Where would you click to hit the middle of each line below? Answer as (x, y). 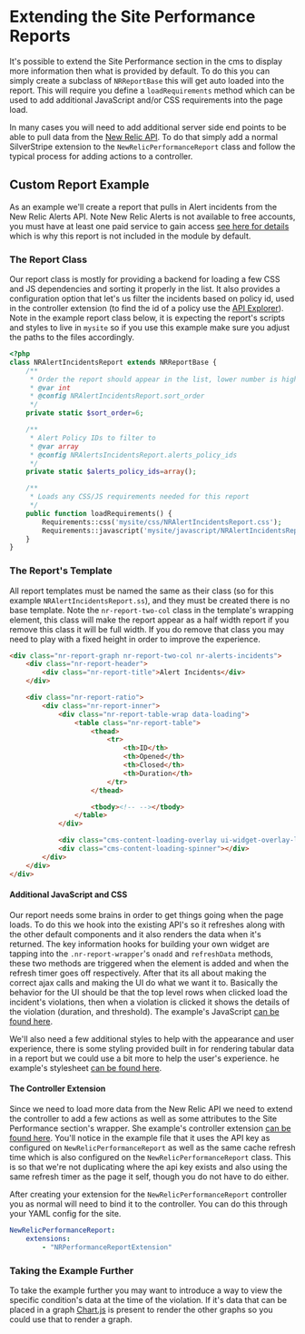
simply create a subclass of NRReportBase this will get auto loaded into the (147, 80)
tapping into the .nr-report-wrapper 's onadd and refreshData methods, (142, 954)
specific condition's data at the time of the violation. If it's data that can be (148, 1299)
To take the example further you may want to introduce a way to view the (146, 1290)
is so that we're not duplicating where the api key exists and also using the (148, 1167)
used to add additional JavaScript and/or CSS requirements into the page (146, 100)
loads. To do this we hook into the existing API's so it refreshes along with (148, 925)
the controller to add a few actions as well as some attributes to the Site (143, 1118)
